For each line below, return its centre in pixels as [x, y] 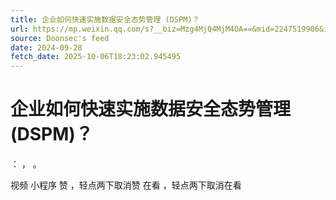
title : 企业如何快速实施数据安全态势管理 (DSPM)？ [105, 19]
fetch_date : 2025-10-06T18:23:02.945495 [96, 57]
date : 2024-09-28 [46, 47]
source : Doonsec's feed [60, 38]
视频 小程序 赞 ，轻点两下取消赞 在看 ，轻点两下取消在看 [126, 185]
